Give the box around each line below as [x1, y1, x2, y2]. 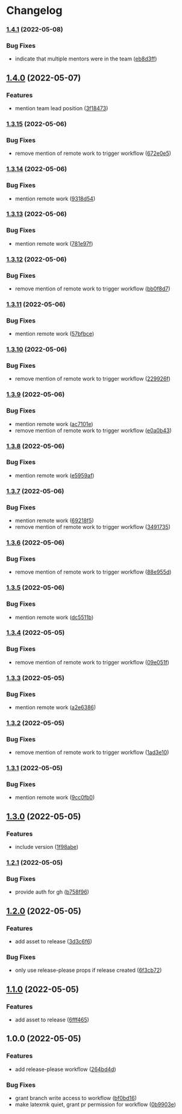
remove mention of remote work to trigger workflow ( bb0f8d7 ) [14, 285, 171, 292]
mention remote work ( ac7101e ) [14, 420, 93, 427]
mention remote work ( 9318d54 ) [14, 195, 96, 202]
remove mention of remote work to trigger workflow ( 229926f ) [14, 375, 171, 382]
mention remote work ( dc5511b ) [14, 614, 94, 621]
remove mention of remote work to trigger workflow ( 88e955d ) [14, 568, 172, 575]
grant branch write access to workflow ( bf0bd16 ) [14, 1094, 137, 1101]
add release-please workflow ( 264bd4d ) [14, 1066, 116, 1073]
